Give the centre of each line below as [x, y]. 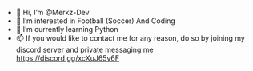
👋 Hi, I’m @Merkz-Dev [52, 12]
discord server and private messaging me [84, 49]
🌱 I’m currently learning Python [67, 29]
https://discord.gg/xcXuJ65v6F [68, 58]
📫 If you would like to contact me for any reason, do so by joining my [131, 38]
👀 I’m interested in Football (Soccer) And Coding [96, 21]
